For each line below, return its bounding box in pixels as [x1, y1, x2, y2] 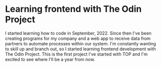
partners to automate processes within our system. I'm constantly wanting [5, 40, 157, 46]
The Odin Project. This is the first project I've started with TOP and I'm [5, 51, 148, 57]
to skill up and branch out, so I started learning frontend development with [5, 46, 156, 52]
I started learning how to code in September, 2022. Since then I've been [5, 30, 152, 36]
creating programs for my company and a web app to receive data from [5, 35, 151, 41]
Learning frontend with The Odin [5, 3, 142, 15]
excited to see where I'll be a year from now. [5, 56, 95, 62]
